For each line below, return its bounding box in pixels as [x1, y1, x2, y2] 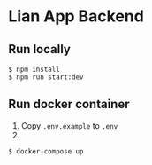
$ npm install [8, 65, 61, 74]
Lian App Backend [8, 6, 145, 27]
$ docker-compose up [8, 146, 85, 156]
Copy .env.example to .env [20, 120, 118, 130]
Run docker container [8, 97, 130, 112]
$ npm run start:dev [8, 73, 85, 82]
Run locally [8, 42, 72, 57]
